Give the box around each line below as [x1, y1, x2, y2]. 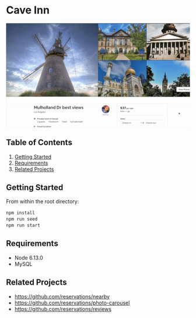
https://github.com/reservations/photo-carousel [14, 299, 130, 306]
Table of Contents [6, 138, 73, 148]
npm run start [6, 223, 41, 228]
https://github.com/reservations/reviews [14, 305, 112, 312]
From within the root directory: [6, 198, 79, 205]
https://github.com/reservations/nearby [14, 293, 110, 300]
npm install [6, 210, 35, 216]
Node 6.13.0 [14, 254, 43, 261]
